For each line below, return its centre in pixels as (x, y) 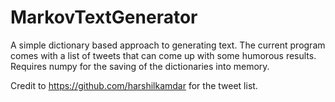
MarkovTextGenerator (104, 17)
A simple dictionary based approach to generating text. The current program (168, 45)
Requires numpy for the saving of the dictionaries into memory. (140, 66)
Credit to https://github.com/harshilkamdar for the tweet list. (134, 85)
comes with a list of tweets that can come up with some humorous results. (163, 55)
